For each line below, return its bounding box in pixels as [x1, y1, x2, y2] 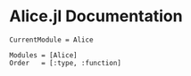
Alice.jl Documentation [9, 6, 183, 27]
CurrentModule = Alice [9, 35, 94, 44]
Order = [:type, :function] [9, 58, 122, 67]
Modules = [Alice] [9, 50, 78, 59]
